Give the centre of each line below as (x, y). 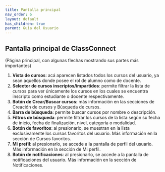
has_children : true (25, 24)
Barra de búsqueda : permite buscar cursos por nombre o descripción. (84, 112)
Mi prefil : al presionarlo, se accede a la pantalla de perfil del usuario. (82, 144)
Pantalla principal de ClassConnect (60, 48)
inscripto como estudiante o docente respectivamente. (68, 96)
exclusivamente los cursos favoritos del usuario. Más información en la (85, 133)
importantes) (18, 66)
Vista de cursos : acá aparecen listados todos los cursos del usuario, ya (86, 75)
